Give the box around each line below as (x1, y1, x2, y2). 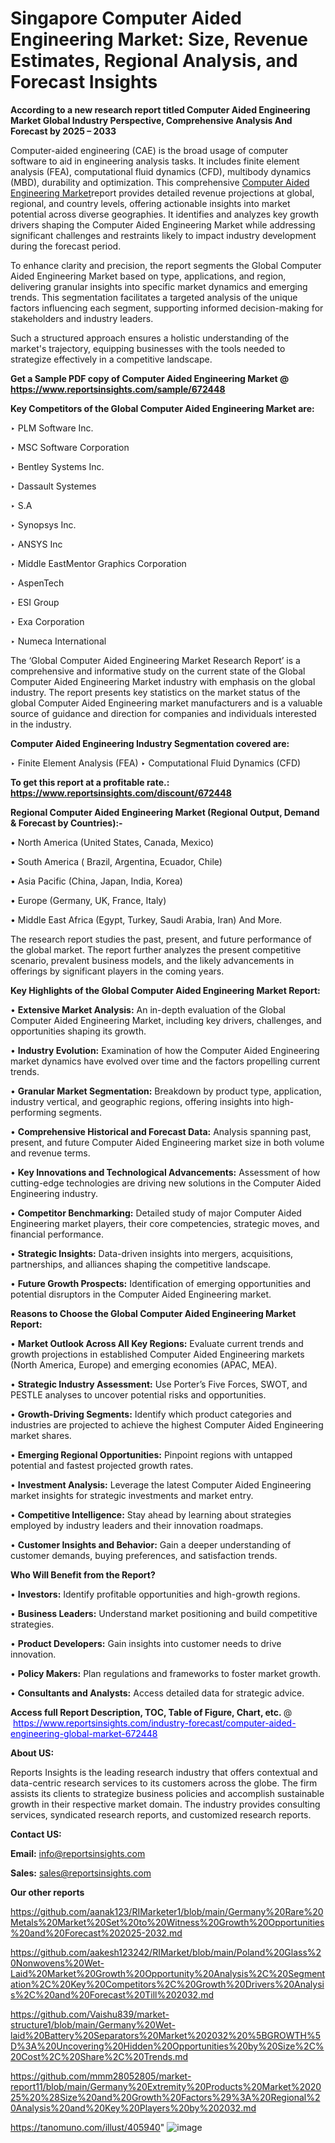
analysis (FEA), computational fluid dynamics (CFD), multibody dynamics (10, 165, 312, 177)
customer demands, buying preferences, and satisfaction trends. (10, 1549, 278, 1561)
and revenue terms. (10, 1147, 91, 1159)
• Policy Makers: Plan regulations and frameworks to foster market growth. (10, 1667, 321, 1679)
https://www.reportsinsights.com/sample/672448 (10, 383, 226, 395)
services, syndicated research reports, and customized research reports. (10, 1808, 312, 1821)
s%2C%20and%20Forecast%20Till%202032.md (10, 1988, 214, 2001)
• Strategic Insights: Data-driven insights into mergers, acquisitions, (10, 1247, 294, 1259)
